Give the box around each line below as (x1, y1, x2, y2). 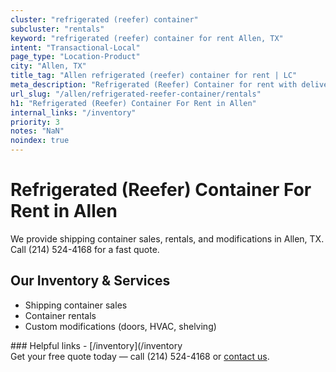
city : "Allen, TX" (10, 61, 87, 71)
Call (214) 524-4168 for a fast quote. (10, 243, 160, 255)
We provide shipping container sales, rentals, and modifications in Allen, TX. (10, 232, 325, 245)
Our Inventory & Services (10, 272, 171, 290)
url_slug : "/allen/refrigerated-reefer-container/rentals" (10, 89, 262, 99)
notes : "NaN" (10, 126, 65, 136)
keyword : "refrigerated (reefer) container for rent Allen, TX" (10, 33, 284, 43)
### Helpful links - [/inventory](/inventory (10, 339, 183, 351)
